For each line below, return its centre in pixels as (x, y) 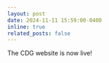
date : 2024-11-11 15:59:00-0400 (54, 20)
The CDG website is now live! (50, 53)
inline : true (26, 27)
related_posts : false (39, 33)
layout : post (26, 14)
